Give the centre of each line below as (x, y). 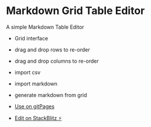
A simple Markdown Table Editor (45, 27)
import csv (28, 72)
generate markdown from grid (51, 95)
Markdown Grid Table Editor (75, 11)
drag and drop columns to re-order (56, 61)
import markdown (36, 84)
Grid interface (31, 38)
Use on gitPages (34, 106)
